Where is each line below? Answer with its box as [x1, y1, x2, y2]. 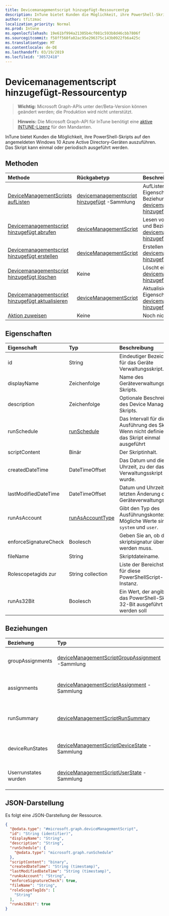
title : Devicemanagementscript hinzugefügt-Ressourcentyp [5, 7, 129, 13]
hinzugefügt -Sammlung [76, 198, 135, 206]
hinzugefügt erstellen [8, 253, 58, 260]
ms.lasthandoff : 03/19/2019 [5, 49, 64, 55]
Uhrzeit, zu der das [119, 463, 164, 470]
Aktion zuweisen [8, 312, 47, 319]
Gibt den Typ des [119, 504, 160, 512]
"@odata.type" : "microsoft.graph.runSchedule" [14, 850, 114, 855]
